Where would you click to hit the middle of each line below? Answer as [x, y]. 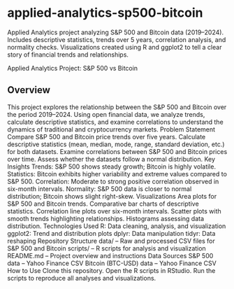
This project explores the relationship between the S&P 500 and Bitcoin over [117, 107]
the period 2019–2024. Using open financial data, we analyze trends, [106, 114]
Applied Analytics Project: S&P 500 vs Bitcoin [73, 68]
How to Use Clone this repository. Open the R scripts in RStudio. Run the [111, 270]
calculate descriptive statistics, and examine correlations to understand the [115, 122]
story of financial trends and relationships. [68, 55]
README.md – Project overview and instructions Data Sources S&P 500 [110, 255]
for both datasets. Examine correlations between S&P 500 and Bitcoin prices [117, 151]
